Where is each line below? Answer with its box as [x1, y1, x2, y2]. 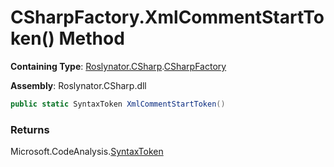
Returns [10, 122, 50, 136]
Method [58, 27, 125, 50]
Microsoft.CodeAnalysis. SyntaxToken [10, 146, 164, 158]
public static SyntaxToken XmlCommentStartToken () [10, 99, 226, 109]
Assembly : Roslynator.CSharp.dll [10, 79, 147, 91]
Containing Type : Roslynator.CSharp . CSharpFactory [10, 60, 227, 72]
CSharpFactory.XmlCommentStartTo [10, 6, 325, 29]
